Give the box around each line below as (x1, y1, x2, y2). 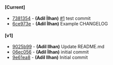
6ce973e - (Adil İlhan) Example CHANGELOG (12, 21, 108, 27)
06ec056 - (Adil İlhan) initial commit (12, 49, 89, 55)
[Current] (5, 4, 25, 10)
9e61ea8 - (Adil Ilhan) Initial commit (12, 54, 88, 60)
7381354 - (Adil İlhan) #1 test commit (12, 15, 91, 21)
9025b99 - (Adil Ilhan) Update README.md (12, 44, 105, 50)
